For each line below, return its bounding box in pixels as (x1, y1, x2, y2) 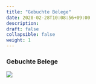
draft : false (6, 26, 39, 32)
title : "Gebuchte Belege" (6, 9, 71, 15)
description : (6, 20, 39, 26)
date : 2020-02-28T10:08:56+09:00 (6, 15, 91, 21)
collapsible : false (6, 32, 56, 38)
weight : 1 (6, 37, 31, 43)
